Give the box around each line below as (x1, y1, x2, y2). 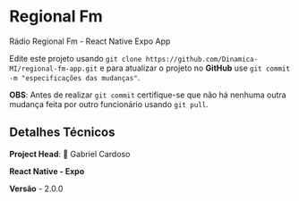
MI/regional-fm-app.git (9, 64, 98, 73)
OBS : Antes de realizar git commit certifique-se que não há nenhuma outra (9, 89, 286, 100)
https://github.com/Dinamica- (145, 54, 259, 63)
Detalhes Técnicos (9, 125, 115, 140)
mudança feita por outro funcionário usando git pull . (9, 98, 209, 109)
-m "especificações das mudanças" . (9, 71, 141, 82)
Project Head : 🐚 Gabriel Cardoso (9, 148, 131, 159)
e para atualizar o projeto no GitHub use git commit (99, 63, 291, 73)
